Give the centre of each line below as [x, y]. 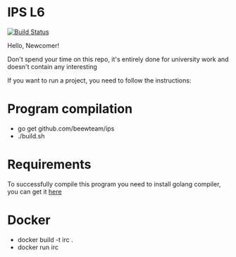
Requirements [49, 165]
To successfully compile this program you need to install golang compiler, [114, 184]
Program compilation [70, 109]
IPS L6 [26, 12]
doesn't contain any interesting [52, 66]
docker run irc [38, 247]
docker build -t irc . [45, 239]
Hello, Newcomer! [33, 45]
